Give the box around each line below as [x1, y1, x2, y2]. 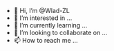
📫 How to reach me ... [13, 37, 78, 44]
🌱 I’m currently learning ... [13, 21, 88, 29]
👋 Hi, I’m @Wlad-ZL [13, 7, 70, 14]
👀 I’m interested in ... [13, 14, 73, 22]
